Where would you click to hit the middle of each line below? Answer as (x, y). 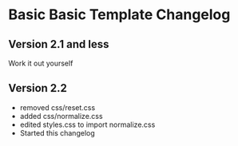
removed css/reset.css (58, 107)
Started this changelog (57, 132)
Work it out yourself (41, 63)
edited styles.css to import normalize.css (87, 124)
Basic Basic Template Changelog (119, 15)
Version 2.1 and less (59, 44)
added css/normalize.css (61, 116)
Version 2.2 (38, 88)
